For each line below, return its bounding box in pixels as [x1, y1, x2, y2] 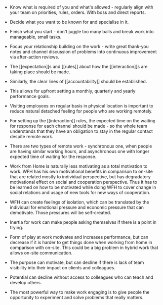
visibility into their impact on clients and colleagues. [9, 265, 116, 270]
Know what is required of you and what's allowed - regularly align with [9, 4, 154, 10]
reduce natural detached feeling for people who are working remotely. [9, 108, 153, 114]
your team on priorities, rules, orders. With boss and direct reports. [9, 9, 146, 15]
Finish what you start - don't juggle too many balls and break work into [9, 29, 154, 34]
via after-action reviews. [9, 54, 59, 60]
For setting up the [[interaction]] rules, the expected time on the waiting [9, 118, 156, 123]
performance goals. [9, 94, 50, 99]
